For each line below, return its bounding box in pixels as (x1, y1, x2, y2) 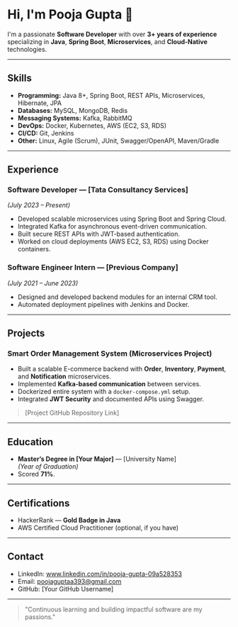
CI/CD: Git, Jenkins (17, 129, 74, 137)
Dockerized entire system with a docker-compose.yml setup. (17, 387, 191, 396)
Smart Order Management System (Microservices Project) (7, 349, 212, 359)
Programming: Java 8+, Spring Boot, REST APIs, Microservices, (17, 91, 205, 99)
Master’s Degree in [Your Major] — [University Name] (17, 454, 177, 464)
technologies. (7, 45, 47, 53)
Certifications (7, 497, 70, 509)
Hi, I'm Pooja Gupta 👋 (7, 6, 133, 23)
